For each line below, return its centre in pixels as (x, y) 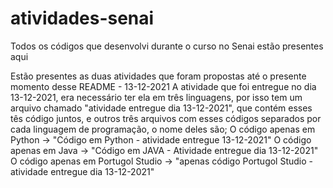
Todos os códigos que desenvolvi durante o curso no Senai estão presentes (167, 46)
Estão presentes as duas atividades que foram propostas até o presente (158, 76)
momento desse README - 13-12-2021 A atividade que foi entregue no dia (163, 86)
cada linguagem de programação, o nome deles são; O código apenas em (163, 129)
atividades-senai (82, 18)
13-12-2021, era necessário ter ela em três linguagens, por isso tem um (156, 97)
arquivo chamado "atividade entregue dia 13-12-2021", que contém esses (161, 108)
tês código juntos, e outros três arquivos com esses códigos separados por (166, 118)
